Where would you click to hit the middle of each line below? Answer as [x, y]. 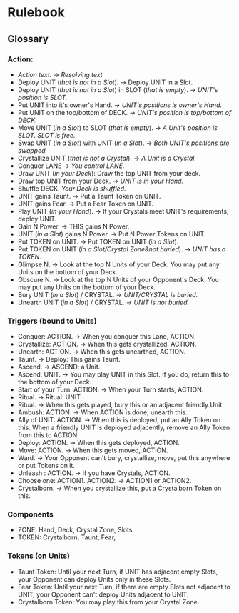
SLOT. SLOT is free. [47, 135]
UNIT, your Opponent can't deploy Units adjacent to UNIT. [103, 594]
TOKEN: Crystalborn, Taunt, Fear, [67, 537]
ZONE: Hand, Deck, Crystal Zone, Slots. [76, 530]
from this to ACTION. [49, 435]
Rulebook [36, 13]
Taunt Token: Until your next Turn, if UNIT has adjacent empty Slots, [118, 572]
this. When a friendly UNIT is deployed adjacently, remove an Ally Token [124, 428]
